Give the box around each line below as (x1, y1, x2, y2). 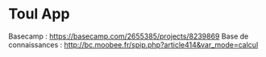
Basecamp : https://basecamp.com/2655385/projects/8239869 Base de (8, 31, 249, 41)
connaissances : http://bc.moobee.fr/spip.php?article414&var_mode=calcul (8, 39, 259, 49)
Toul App (8, 5, 70, 23)
